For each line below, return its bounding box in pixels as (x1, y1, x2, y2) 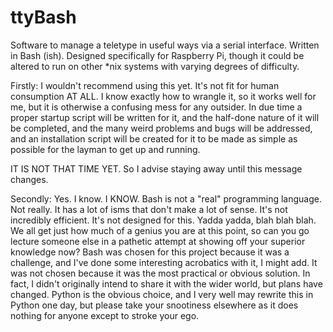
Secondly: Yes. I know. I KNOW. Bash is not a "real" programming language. (10, 192, 322, 205)
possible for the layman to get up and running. (10, 143, 201, 155)
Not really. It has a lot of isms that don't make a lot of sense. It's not (10, 203, 288, 215)
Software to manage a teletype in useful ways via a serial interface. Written (10, 39, 320, 51)
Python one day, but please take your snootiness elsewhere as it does (10, 299, 299, 311)
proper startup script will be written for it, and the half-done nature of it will (10, 111, 320, 123)
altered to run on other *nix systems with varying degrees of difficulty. (10, 60, 300, 72)
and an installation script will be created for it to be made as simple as (10, 132, 298, 145)
